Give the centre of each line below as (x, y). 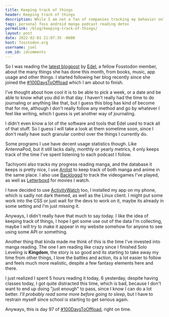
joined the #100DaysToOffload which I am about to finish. (64, 82)
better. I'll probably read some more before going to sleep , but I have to (79, 294)
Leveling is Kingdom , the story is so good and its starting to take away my (82, 252)
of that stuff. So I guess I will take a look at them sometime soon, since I (79, 128)
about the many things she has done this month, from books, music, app (80, 71)
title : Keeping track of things (39, 10)
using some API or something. (36, 231)
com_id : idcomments (26, 52)
